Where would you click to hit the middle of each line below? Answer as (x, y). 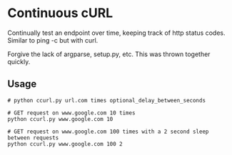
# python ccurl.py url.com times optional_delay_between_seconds (106, 100)
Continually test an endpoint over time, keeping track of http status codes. (116, 33)
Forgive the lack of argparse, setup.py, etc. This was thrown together (109, 54)
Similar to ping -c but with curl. (53, 40)
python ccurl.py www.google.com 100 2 (65, 144)
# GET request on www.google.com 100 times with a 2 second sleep (108, 132)
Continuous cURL (60, 13)
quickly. (19, 61)
